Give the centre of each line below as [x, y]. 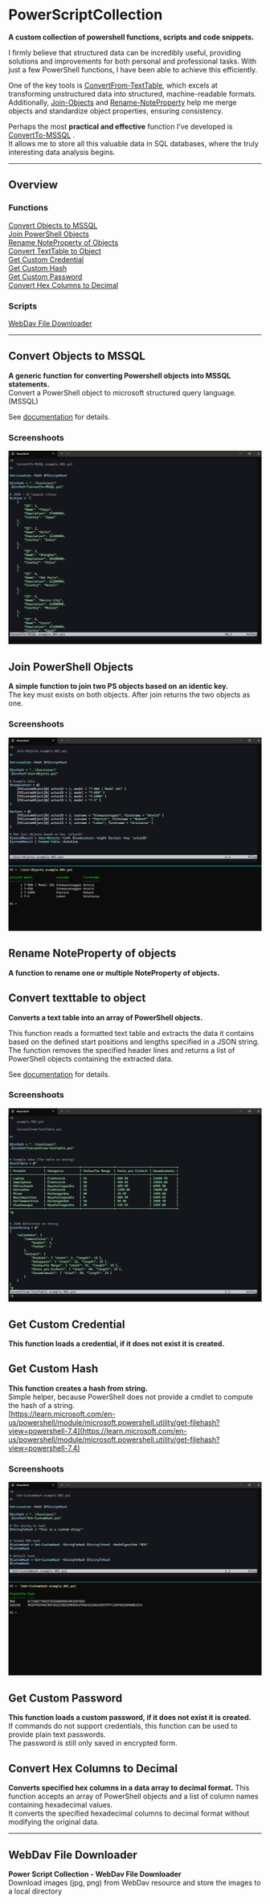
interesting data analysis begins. [62, 152]
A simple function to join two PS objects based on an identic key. [119, 686]
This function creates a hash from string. [78, 1388]
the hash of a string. [41, 1405]
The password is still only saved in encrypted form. [93, 1743]
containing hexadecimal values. [61, 1805]
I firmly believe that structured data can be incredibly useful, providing [125, 52]
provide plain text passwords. [57, 1734]
